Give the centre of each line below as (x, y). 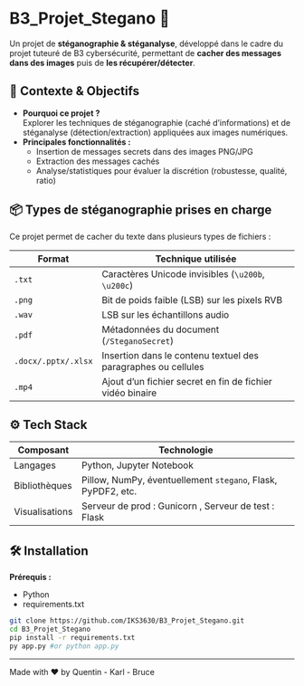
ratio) (46, 180)
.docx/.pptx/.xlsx (53, 361)
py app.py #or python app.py (64, 646)
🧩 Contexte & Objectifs (75, 91)
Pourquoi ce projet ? (61, 113)
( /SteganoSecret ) (138, 340)
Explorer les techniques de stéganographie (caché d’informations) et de (157, 122)
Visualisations (43, 512)
